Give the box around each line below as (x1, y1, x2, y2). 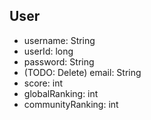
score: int (23, 77, 63, 89)
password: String (23, 55, 95, 68)
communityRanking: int (23, 98, 119, 110)
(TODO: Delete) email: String (23, 66, 142, 78)
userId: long (23, 45, 74, 57)
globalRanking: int (23, 87, 99, 99)
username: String (23, 34, 96, 46)
